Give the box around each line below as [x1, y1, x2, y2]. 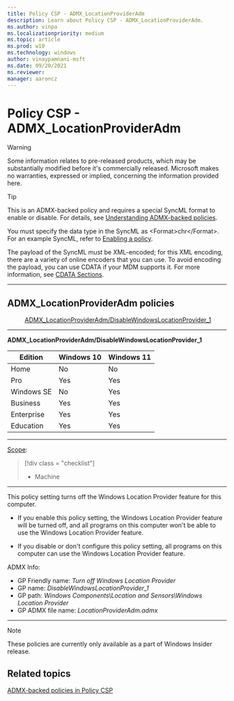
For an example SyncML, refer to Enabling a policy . [7, 235, 153, 243]
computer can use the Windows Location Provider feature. [17, 549, 186, 558]
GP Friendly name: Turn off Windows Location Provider [17, 577, 176, 585]
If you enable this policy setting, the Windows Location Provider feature [17, 514, 223, 522]
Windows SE [10, 387, 52, 397]
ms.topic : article [7, 36, 61, 43]
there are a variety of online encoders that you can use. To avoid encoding [7, 256, 221, 264]
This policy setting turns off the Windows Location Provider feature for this [7, 493, 221, 501]
